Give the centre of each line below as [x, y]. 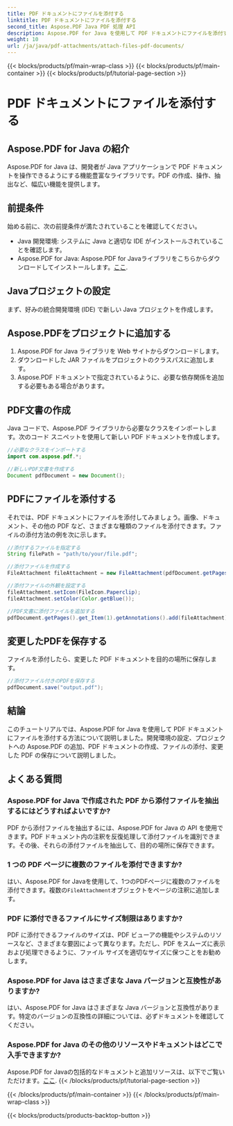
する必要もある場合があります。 [63, 386]
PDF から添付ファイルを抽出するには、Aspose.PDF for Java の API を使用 [112, 827]
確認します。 [48, 249]
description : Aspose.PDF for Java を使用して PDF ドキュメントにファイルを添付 [115, 33]
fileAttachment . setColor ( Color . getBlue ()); [71, 598]
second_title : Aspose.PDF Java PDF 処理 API [71, 26]
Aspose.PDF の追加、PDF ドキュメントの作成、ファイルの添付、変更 [125, 746]
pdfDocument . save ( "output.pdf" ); [55, 688]
